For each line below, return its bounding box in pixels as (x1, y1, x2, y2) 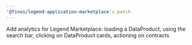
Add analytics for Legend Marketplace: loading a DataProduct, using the (6, 25, 186, 32)
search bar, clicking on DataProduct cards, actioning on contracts (6, 31, 170, 39)
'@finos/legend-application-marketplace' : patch (6, 8, 131, 15)
